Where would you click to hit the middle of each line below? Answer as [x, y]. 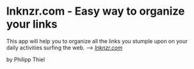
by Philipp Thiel [26, 59]
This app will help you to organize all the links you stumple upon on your [97, 41]
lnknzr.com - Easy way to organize [95, 11]
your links [32, 24]
